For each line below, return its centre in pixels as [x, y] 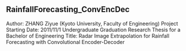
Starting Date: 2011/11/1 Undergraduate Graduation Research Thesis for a [93, 30]
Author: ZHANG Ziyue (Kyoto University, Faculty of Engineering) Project [92, 23]
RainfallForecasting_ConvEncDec [68, 10]
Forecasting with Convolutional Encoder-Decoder [65, 42]
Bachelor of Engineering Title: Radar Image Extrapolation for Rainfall [88, 36]
